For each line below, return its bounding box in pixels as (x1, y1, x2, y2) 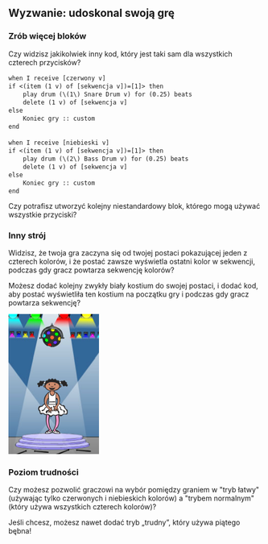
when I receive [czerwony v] (8, 74, 106, 82)
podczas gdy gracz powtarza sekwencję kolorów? (8, 265, 175, 275)
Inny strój (8, 230, 47, 241)
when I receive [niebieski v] (8, 139, 110, 147)
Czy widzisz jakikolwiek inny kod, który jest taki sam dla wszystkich (8, 48, 233, 59)
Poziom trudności (8, 467, 79, 478)
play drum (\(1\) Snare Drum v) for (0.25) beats (23, 90, 193, 98)
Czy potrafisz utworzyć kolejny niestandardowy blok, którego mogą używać (8, 201, 261, 210)
